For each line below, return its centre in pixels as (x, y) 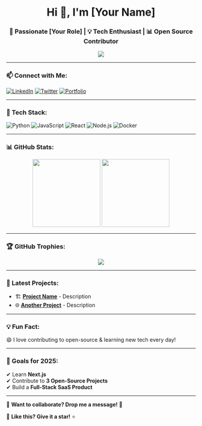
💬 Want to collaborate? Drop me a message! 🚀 (65, 404)
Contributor (101, 42)
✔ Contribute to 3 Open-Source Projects (57, 381)
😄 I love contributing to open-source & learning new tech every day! (91, 340)
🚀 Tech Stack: (27, 112)
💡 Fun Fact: (23, 327)
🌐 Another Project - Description (55, 305)
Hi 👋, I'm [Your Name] (101, 12)
